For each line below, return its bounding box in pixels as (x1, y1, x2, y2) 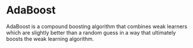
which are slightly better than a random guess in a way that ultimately (6, 29, 176, 36)
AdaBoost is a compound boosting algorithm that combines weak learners (6, 23, 188, 30)
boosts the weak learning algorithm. (6, 35, 94, 42)
